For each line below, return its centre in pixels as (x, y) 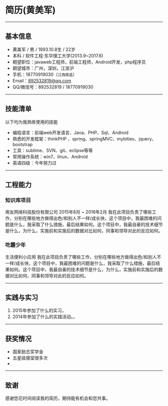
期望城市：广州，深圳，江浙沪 (43, 68)
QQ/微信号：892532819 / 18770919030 (53, 87)
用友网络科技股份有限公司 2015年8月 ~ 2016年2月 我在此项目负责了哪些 (79, 212)
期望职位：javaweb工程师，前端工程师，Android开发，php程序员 (79, 62)
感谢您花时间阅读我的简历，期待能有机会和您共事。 (58, 398)
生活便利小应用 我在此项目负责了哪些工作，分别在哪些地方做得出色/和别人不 (83, 257)
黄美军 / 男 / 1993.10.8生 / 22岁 (44, 49)
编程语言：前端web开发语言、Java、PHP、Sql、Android (70, 132)
